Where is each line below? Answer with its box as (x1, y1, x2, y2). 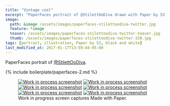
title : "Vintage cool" (5, 7, 53, 13)
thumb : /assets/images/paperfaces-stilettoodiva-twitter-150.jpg (10, 36, 152, 41)
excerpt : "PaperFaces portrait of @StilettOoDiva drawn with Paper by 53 (5, 12, 165, 17)
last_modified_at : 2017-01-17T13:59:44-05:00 (5, 45, 103, 50)
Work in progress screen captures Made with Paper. (18, 95, 127, 101)
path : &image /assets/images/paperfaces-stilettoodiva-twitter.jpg (10, 21, 156, 27)
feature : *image (10, 26, 44, 31)
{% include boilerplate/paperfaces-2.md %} (5, 69, 98, 75)
